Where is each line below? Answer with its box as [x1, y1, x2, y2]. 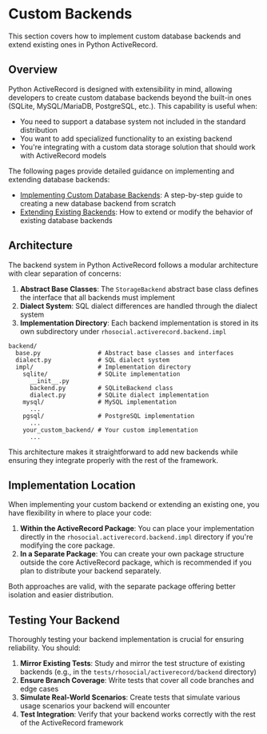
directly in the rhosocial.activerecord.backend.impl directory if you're [19, 533, 253, 542]
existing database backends [19, 215, 114, 225]
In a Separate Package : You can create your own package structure [19, 549, 245, 559]
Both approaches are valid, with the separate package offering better [8, 581, 236, 592]
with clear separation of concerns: [8, 269, 122, 278]
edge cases [19, 684, 59, 694]
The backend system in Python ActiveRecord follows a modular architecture [8, 260, 258, 269]
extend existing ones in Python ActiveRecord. [8, 39, 158, 49]
